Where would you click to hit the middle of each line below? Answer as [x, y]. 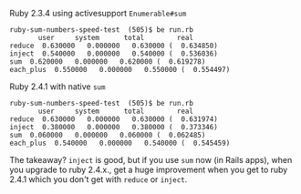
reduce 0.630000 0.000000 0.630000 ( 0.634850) [114, 46]
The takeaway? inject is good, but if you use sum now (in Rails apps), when [151, 160]
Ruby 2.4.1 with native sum [57, 87]
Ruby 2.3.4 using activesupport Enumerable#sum [98, 13]
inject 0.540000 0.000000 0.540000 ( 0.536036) [114, 54]
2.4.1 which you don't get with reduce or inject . [99, 179]
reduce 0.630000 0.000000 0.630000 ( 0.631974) [114, 119]
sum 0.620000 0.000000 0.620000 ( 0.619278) [108, 62]
